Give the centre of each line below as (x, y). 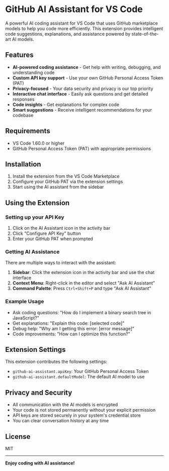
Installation (23, 164)
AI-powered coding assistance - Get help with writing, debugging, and (87, 67)
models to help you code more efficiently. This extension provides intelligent (84, 28)
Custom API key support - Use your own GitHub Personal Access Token (88, 78)
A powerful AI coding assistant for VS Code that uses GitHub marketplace (82, 23)
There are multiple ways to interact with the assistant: (61, 263)
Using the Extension (37, 203)
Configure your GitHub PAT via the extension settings (68, 181)
